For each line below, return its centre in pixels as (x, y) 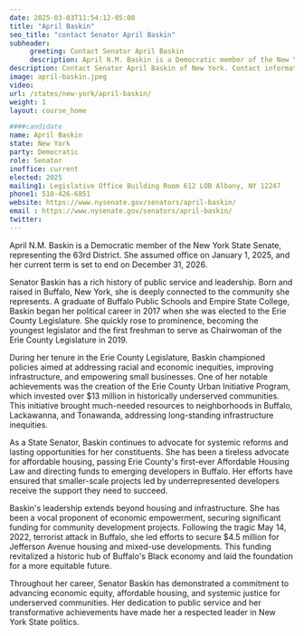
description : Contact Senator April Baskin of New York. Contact (135, 69)
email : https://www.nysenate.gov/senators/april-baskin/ (121, 211)
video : (22, 85)
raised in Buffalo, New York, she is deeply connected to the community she (150, 292)
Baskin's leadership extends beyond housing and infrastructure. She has (145, 507)
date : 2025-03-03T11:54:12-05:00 (72, 18)
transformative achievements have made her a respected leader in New (142, 612)
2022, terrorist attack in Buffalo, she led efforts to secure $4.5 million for (144, 536)
